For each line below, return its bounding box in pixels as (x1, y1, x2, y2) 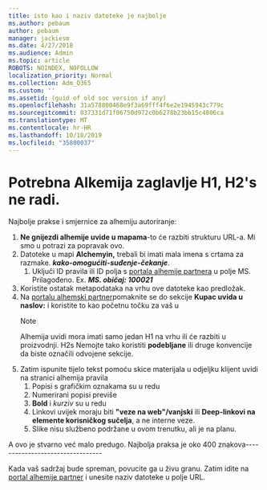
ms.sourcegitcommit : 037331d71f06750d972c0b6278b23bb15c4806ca (8, 109, 225, 117)
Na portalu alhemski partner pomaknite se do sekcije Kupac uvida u (19, 292, 243, 302)
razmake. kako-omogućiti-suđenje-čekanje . (19, 258, 170, 267)
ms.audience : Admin (8, 49, 74, 57)
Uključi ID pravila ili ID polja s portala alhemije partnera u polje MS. (31, 267, 251, 276)
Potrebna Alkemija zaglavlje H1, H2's (8, 174, 257, 191)
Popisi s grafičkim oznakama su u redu (31, 382, 160, 391)
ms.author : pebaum (8, 19, 70, 27)
